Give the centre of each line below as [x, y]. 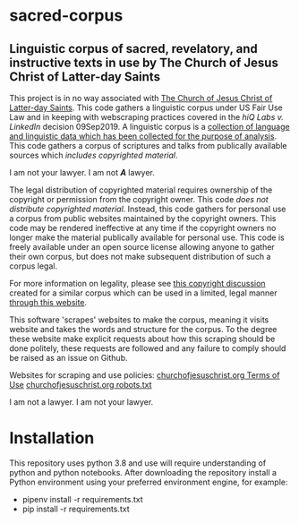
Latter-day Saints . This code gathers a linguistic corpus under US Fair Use [146, 107]
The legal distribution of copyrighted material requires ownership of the [141, 190]
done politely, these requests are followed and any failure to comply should [148, 348]
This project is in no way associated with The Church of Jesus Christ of [141, 98]
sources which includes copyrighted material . [94, 155]
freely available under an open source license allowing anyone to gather [142, 247]
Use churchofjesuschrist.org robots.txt [81, 385]
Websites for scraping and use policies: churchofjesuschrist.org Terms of [145, 375]
